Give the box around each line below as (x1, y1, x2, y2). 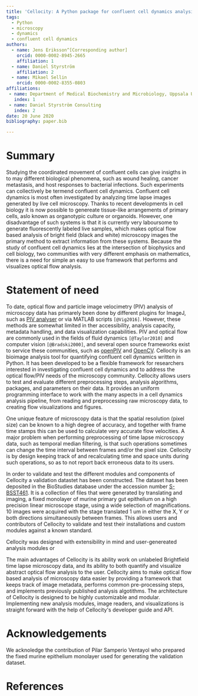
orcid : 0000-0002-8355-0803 (16, 80, 85, 86)
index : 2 (14, 108, 35, 113)
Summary (6, 149, 55, 162)
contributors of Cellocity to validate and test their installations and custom (6, 521, 186, 528)
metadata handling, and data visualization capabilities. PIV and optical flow (6, 329, 187, 335)
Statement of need (6, 284, 99, 297)
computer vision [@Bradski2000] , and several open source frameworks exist (6, 341, 190, 347)
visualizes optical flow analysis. (6, 263, 82, 270)
